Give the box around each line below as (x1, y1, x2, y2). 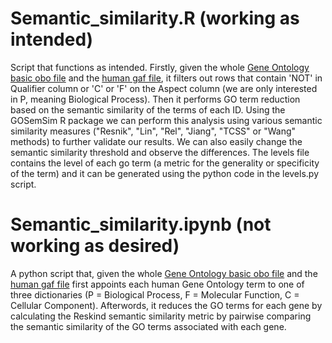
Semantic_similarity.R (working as (10, 7, 300, 30)
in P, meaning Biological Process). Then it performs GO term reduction (10, 93, 301, 105)
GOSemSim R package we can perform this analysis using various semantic (10, 114, 323, 126)
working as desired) (10, 235, 180, 257)
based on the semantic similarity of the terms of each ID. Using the (10, 103, 286, 116)
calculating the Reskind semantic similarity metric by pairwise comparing (10, 310, 312, 322)
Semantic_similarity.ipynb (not (10, 213, 272, 236)
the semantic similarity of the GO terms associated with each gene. (10, 320, 287, 332)
